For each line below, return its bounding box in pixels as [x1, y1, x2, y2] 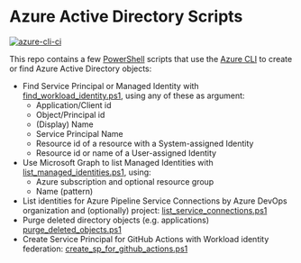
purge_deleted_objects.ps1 [22, 223, 122, 235]
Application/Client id [35, 99, 112, 110]
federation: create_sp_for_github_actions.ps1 [22, 243, 188, 254]
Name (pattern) [35, 186, 94, 196]
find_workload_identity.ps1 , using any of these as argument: [22, 90, 245, 101]
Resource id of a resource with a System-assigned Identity [35, 138, 254, 149]
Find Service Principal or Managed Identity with [22, 80, 200, 91]
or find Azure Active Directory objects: [9, 63, 152, 74]
